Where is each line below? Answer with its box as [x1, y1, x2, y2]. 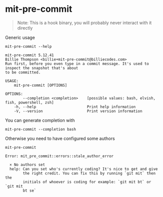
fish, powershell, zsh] [5, 100, 54, 105]
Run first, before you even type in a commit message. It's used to [5, 61, 149, 66]
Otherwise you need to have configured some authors [5, 135, 115, 141]
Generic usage [5, 34, 36, 40]
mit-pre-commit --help [5, 44, 52, 49]
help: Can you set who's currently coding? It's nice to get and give [9, 166, 158, 171]
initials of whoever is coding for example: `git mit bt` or [23, 179, 152, 184]
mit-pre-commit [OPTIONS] [14, 83, 68, 88]
